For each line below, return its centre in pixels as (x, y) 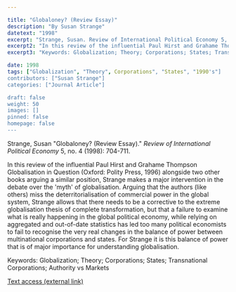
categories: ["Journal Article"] (56, 85)
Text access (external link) (46, 281)
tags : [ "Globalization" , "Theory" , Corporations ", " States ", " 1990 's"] (114, 72)
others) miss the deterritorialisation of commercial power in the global (108, 194)
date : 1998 (23, 65)
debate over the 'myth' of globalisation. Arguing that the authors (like (107, 187)
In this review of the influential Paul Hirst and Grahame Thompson (103, 164)
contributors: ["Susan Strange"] (56, 78)
